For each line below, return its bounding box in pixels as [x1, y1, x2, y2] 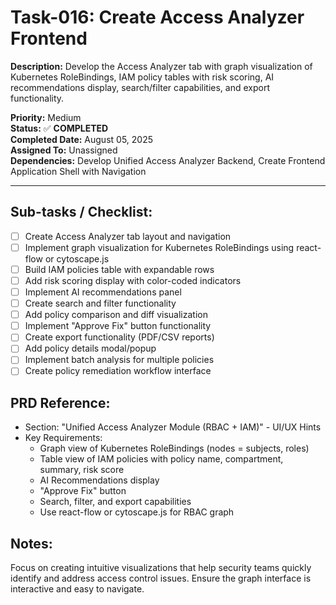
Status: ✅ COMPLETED [10, 122, 109, 134]
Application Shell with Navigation [10, 165, 147, 177]
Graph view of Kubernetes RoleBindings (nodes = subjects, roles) [39, 442, 310, 455]
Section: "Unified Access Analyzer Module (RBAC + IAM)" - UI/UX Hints [24, 421, 322, 433]
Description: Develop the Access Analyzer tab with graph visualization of [10, 60, 313, 72]
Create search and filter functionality [24, 297, 177, 310]
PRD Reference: [10, 394, 111, 411]
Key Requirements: [24, 432, 103, 444]
